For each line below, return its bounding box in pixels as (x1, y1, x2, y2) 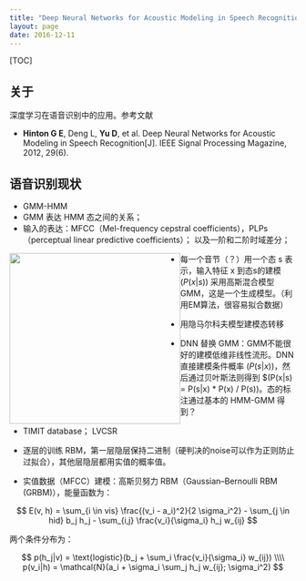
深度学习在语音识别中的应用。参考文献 (9, 110, 153, 121)
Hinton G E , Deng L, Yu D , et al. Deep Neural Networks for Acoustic (22, 128, 276, 139)
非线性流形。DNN (227, 350, 294, 360)
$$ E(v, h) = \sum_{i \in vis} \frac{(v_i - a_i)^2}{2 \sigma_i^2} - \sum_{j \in (16, 505, 290, 515)
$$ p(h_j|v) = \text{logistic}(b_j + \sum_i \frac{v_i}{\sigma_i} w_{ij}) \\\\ (21, 552, 285, 563)
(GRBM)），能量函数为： (22, 487, 113, 497)
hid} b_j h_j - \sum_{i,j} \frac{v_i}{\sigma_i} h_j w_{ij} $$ (48, 515, 258, 525)
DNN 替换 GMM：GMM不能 (180, 338, 284, 349)
